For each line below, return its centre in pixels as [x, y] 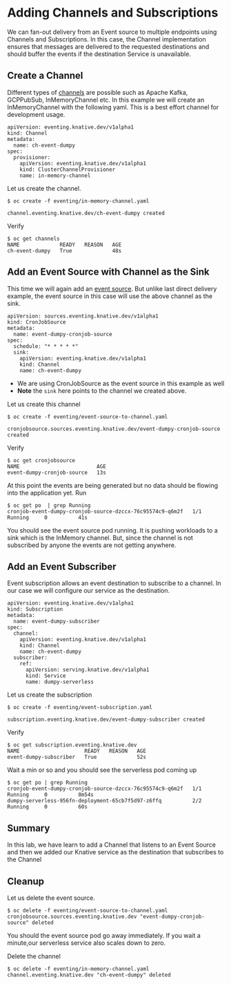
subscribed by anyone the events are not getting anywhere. [92, 545]
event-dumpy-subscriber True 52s [77, 757]
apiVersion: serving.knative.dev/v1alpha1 [87, 670]
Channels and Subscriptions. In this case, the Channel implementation [107, 39]
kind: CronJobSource [37, 322]
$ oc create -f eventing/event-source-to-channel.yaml [88, 416]
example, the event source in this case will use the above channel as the [110, 296]
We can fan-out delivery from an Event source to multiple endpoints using [112, 32]
